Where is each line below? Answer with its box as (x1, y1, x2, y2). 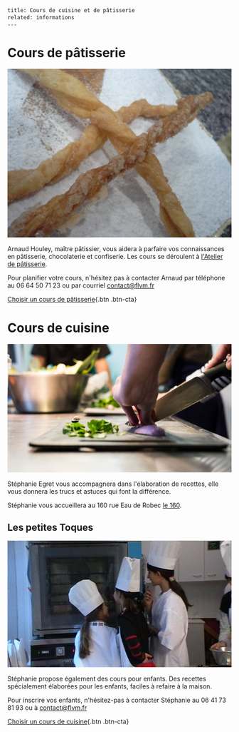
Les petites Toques (7, 522, 94, 534)
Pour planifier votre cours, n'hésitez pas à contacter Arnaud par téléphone (7, 273, 225, 282)
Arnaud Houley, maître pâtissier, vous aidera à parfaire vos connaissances (7, 244, 225, 253)
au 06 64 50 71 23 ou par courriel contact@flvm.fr (7, 281, 155, 290)
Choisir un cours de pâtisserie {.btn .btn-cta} (7, 295, 137, 303)
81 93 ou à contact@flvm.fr (7, 703, 87, 712)
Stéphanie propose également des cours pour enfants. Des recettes (7, 674, 206, 683)
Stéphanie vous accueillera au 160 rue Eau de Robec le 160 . (7, 501, 182, 509)
